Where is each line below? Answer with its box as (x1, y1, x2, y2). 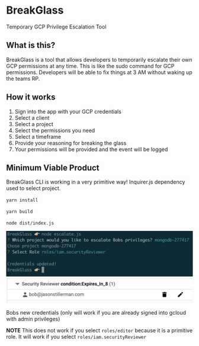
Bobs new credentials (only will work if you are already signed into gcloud (6, 309, 187, 316)
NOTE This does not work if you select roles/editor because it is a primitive (6, 327, 193, 334)
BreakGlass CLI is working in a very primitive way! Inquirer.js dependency (6, 178, 185, 185)
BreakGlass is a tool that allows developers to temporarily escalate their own (6, 56, 192, 63)
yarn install (6, 197, 38, 203)
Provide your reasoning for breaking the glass (14, 139, 127, 146)
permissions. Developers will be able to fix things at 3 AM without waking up (6, 69, 192, 76)
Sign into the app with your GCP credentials (14, 108, 121, 115)
